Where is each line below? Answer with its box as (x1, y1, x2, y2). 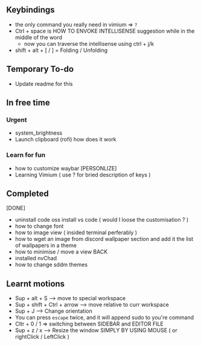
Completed (6, 188, 49, 199)
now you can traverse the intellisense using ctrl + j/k (24, 40, 155, 47)
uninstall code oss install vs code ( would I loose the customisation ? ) (14, 216, 189, 223)
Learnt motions (6, 278, 65, 289)
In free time (6, 98, 50, 108)
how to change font (14, 223, 64, 230)
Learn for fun (6, 151, 46, 159)
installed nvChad (14, 255, 57, 262)
